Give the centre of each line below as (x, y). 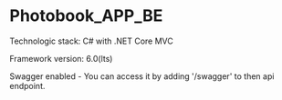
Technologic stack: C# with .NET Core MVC (91, 41)
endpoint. (27, 85)
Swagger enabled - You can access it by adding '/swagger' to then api (142, 76)
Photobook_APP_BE (86, 16)
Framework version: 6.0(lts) (61, 58)
